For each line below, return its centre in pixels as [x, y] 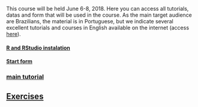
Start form [19, 62]
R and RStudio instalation [38, 48]
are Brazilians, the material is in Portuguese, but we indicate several [90, 21]
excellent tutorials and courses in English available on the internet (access [98, 27]
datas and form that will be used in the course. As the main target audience [99, 15]
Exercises [25, 96]
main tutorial [25, 77]
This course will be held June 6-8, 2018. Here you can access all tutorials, [97, 9]
